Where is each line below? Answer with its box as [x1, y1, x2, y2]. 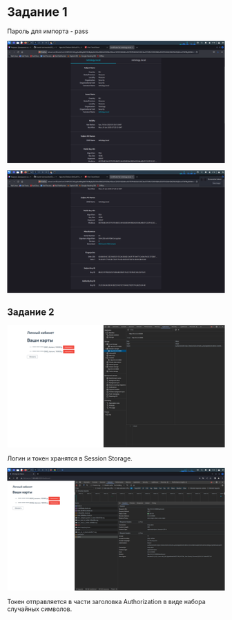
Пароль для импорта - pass [7, 27, 88, 35]
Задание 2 [7, 307, 55, 318]
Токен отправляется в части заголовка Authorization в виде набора [7, 597, 206, 606]
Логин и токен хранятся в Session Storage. [7, 454, 133, 463]
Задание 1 [7, 4, 68, 20]
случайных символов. [7, 605, 72, 613]
